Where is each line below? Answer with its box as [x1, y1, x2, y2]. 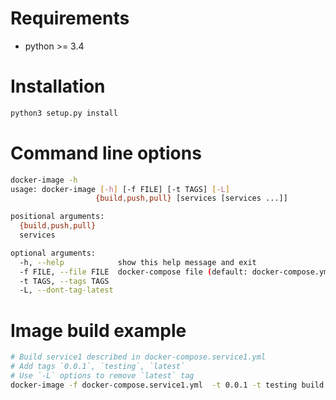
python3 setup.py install [10, 108, 118, 118]
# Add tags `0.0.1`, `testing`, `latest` [10, 362, 186, 372]
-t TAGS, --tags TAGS [19, 276, 110, 286]
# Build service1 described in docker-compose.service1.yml [10, 352, 267, 362]
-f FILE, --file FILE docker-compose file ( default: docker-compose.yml [19, 267, 333, 277]
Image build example [10, 319, 187, 342]
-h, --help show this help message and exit [19, 257, 257, 267]
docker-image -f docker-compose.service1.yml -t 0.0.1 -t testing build [10, 380, 325, 390]
